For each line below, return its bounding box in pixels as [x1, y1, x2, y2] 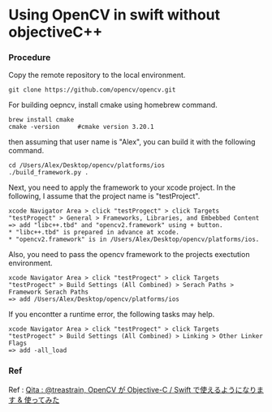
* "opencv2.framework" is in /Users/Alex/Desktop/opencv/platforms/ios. [8, 235, 260, 244]
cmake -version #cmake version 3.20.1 [8, 123, 154, 131]
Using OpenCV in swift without [8, 6, 221, 24]
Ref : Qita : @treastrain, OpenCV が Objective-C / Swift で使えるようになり [8, 384, 257, 394]
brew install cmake [8, 116, 75, 124]
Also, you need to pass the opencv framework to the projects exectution [8, 250, 250, 260]
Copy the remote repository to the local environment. [8, 71, 186, 80]
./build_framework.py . [8, 169, 89, 177]
